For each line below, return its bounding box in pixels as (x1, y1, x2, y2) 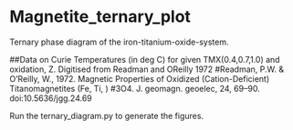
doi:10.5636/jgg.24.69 (9, 93, 93, 104)
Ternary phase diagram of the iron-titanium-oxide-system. (9, 36, 229, 47)
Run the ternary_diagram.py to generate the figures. (9, 110, 204, 121)
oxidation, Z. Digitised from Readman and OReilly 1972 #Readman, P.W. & (9, 64, 285, 75)
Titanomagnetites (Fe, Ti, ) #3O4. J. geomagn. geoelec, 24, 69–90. (9, 83, 260, 94)
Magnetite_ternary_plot (9, 6, 192, 27)
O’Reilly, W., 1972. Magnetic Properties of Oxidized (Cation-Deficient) (9, 73, 270, 84)
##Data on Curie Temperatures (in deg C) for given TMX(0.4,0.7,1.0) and (9, 54, 280, 65)
